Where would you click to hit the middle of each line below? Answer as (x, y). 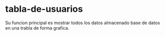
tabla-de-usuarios (44, 9)
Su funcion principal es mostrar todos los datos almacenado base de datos (83, 23)
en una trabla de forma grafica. (37, 28)
